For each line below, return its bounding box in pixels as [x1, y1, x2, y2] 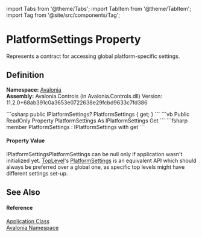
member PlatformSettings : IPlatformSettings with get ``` [6, 123, 145, 130]
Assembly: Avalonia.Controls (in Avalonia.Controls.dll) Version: [6, 92, 163, 100]
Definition [6, 70, 44, 80]
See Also [6, 187, 40, 198]
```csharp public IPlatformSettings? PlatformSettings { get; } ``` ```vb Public [6, 110, 190, 118]
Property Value [6, 137, 45, 144]
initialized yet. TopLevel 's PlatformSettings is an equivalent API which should [6, 157, 197, 164]
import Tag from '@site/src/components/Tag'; [6, 11, 121, 19]
